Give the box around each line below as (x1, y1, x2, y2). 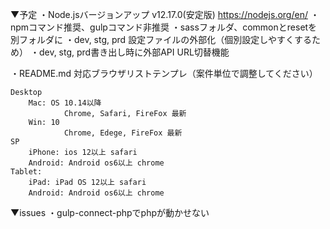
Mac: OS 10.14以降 (28, 98, 102, 108)
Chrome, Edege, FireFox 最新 (63, 128, 183, 138)
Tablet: (10, 167, 43, 177)
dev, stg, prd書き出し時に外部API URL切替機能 (38, 46, 230, 58)
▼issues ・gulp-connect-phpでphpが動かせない (10, 207, 210, 218)
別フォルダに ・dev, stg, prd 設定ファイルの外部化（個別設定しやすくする (10, 34, 312, 45)
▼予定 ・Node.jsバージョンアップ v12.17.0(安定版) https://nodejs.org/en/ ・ (10, 9, 320, 20)
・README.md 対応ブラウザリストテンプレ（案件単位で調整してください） (10, 68, 318, 79)
